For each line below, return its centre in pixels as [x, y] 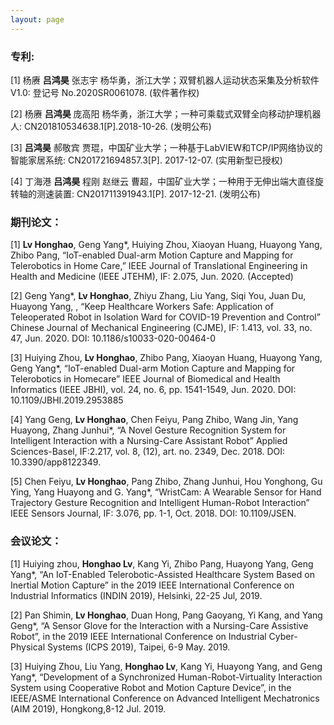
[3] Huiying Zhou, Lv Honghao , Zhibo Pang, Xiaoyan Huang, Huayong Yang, [166, 358]
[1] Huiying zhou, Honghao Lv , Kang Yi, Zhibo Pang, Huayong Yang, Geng [162, 563]
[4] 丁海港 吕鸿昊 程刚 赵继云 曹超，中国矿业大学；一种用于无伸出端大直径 [162, 181]
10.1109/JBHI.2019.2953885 [67, 400]
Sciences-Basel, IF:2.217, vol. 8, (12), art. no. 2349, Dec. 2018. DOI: [148, 452]
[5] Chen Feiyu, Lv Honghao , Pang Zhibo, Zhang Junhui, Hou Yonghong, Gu [166, 482]
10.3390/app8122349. [56, 462]
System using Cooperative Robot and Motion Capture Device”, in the [151, 687]
